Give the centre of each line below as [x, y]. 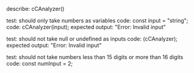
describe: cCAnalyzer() [35, 9]
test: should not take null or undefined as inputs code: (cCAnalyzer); [92, 39]
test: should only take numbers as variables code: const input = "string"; [97, 20]
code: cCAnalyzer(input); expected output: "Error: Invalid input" [86, 27]
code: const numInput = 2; [40, 64]
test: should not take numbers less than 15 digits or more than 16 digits [95, 57]
